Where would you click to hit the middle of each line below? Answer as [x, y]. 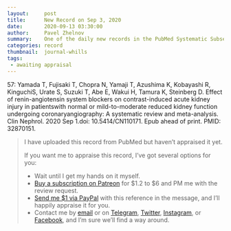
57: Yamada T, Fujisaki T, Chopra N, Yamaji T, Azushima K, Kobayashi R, [109, 84]
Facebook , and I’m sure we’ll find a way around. [102, 220]
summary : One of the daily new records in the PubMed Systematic [107, 39]
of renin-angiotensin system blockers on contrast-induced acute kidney [109, 99]
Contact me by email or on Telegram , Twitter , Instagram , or [118, 212]
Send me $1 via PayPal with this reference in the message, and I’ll [127, 198]
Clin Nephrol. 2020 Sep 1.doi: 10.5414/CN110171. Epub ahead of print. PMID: [114, 121]
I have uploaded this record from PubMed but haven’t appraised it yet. [123, 141]
